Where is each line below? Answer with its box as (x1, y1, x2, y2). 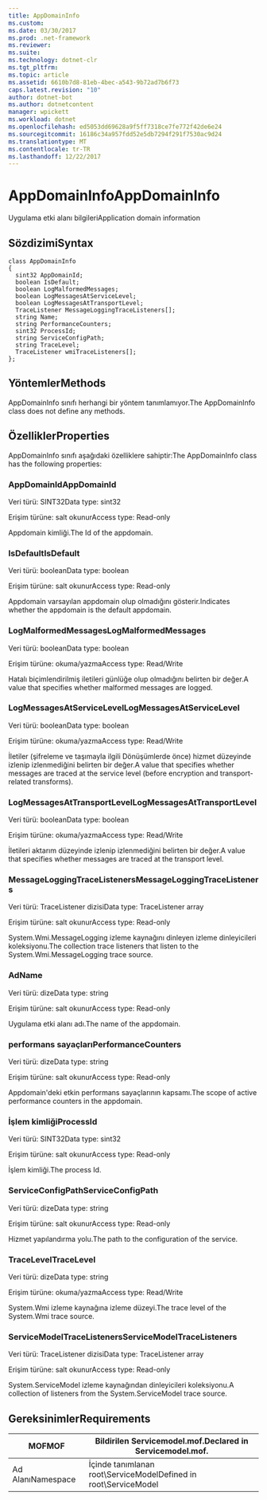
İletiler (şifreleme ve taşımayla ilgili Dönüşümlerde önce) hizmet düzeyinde (8, 751, 252, 761)
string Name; (15, 313, 59, 321)
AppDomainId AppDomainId (8, 479, 117, 490)
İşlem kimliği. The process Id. (8, 1165, 102, 1175)
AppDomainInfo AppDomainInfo (8, 187, 220, 205)
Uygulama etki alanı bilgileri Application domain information (8, 213, 201, 223)
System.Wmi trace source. (8, 1311, 95, 1321)
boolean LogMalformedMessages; (15, 285, 119, 293)
